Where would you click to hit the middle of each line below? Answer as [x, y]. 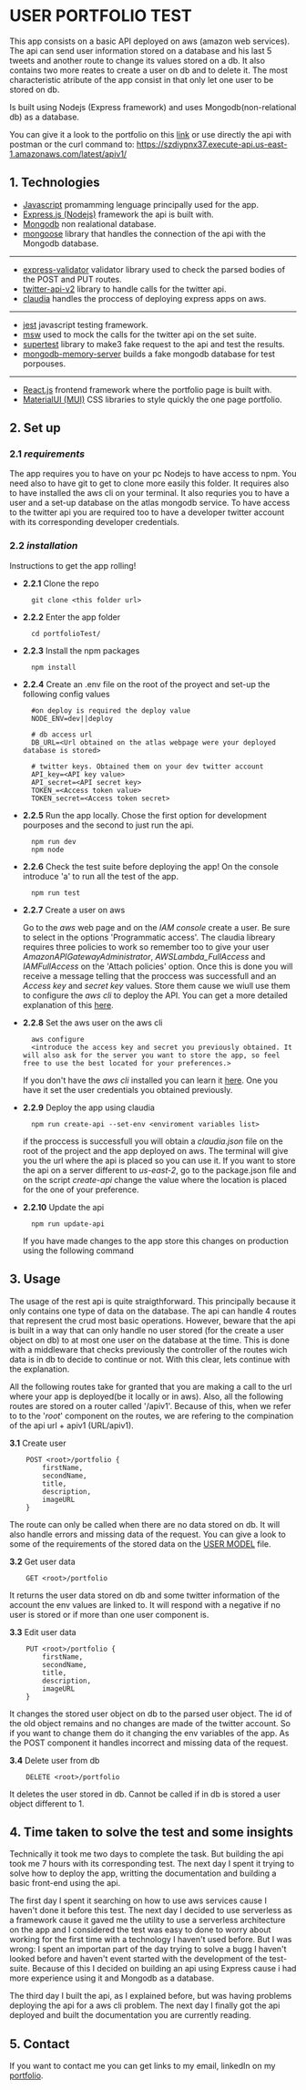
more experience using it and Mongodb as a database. [112, 1978]
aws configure [58, 1039]
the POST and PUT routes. [72, 279]
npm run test [56, 893]
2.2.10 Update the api [63, 1207]
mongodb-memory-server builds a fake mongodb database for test [149, 354]
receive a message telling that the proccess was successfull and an [149, 975]
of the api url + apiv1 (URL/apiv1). [71, 1425]
